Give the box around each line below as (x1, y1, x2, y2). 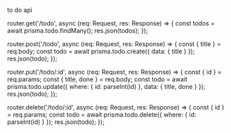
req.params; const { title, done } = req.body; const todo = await (7, 75, 188, 83)
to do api (7, 6, 33, 14)
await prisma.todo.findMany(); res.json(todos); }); (7, 27, 149, 34)
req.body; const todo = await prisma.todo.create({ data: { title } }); (7, 48, 195, 55)
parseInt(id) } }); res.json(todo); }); (7, 118, 105, 126)
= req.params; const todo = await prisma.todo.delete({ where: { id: (7, 110, 196, 119)
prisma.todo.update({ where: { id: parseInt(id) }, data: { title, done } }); (7, 83, 206, 90)
